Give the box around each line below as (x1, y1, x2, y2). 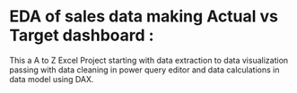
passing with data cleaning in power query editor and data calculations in (9, 64, 280, 75)
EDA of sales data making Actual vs (9, 6, 278, 27)
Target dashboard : (9, 25, 154, 46)
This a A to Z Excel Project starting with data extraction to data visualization (9, 55, 289, 65)
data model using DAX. (9, 73, 94, 84)
